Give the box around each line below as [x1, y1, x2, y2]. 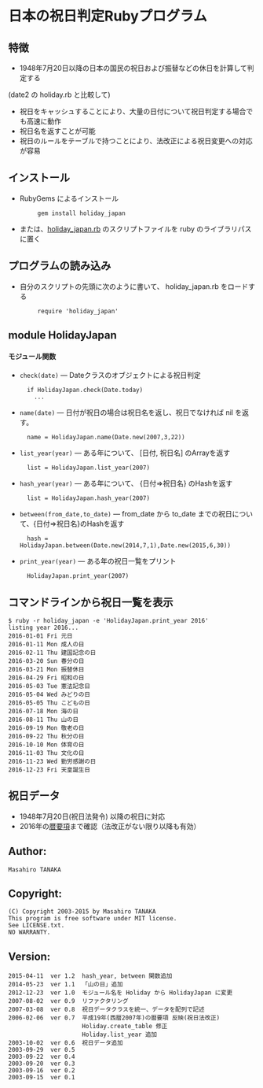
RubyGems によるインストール [19, 194, 119, 203]
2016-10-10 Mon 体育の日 [8, 741, 85, 749]
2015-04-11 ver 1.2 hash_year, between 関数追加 [8, 972, 173, 980]
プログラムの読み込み [8, 259, 111, 272]
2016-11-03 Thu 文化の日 [8, 749, 85, 757]
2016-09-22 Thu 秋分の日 [8, 733, 85, 741]
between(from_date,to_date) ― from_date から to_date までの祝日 [19, 509, 233, 519]
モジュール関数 [8, 351, 57, 361]
